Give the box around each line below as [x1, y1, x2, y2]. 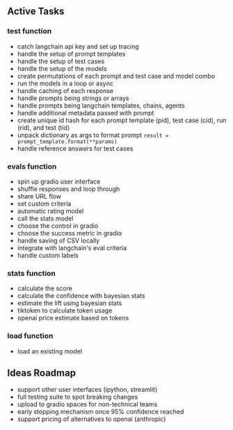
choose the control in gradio [17, 222, 99, 230]
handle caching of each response [17, 86, 113, 94]
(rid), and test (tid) [17, 123, 70, 131]
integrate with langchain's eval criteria [17, 243, 127, 252]
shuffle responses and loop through [17, 184, 120, 193]
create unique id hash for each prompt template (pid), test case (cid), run [17, 116, 227, 124]
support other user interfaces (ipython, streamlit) [17, 386, 158, 394]
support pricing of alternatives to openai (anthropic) [17, 415, 166, 423]
